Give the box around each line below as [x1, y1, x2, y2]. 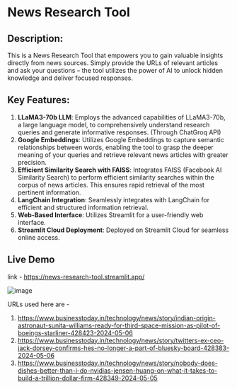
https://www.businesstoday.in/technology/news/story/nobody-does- [17, 359, 218, 367]
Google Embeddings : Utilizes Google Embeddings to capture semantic [17, 135, 224, 144]
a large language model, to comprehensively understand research [17, 120, 210, 129]
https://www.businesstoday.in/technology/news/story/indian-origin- [17, 313, 216, 322]
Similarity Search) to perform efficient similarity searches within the [17, 173, 214, 181]
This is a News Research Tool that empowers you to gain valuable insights [7, 51, 224, 59]
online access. [17, 233, 60, 241]
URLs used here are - [7, 300, 70, 308]
